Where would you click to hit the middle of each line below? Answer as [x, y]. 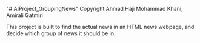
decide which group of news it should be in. [61, 33]
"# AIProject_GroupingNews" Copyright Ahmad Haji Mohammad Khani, [95, 9]
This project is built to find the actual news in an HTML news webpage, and [100, 27]
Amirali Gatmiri [25, 15]
